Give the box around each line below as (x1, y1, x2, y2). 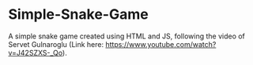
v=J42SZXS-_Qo (8, 48, 63, 57)
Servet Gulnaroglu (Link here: (8, 39, 104, 49)
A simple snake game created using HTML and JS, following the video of (8, 31, 245, 41)
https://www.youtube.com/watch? (105, 39, 217, 49)
